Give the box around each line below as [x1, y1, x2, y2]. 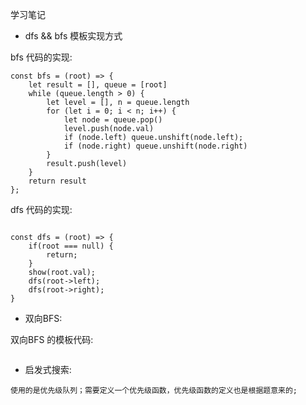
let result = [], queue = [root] [28, 80, 168, 90]
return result [28, 176, 87, 186]
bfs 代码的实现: [10, 51, 73, 63]
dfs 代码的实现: [10, 204, 73, 215]
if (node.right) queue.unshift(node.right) [63, 141, 248, 151]
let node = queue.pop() [63, 115, 163, 125]
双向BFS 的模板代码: [10, 334, 94, 345]
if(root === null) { [28, 241, 114, 251]
